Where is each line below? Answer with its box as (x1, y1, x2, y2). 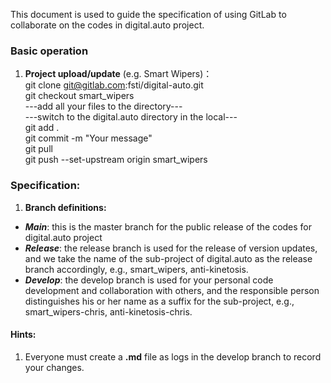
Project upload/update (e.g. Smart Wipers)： (24, 68, 213, 80)
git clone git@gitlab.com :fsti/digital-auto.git (24, 79, 204, 91)
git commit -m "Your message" (24, 132, 153, 144)
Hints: (10, 329, 37, 341)
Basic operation (10, 44, 89, 58)
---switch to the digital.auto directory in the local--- (24, 111, 238, 123)
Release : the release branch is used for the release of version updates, (24, 242, 318, 254)
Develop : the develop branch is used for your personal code (24, 274, 274, 286)
